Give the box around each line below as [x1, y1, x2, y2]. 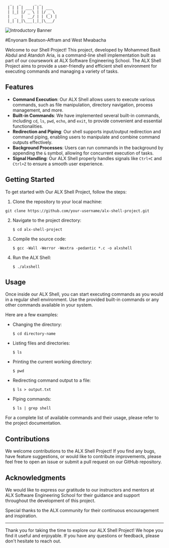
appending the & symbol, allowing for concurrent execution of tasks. [12, 150, 154, 156]
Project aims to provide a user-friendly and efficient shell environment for [5, 63, 157, 69]
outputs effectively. [12, 139, 53, 145]
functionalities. [12, 123, 44, 129]
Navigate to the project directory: [12, 217, 81, 223]
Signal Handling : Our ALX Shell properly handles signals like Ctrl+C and [12, 155, 162, 161]
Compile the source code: [12, 236, 66, 242]
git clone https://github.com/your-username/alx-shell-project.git [5, 208, 150, 213]
